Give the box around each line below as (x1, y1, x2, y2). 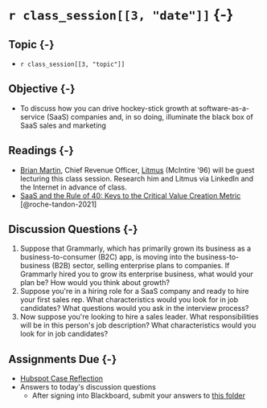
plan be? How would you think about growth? (19, 278, 170, 288)
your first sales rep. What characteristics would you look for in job (19, 295, 239, 304)
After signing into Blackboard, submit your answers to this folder (31, 391, 245, 401)
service (19, 112, 46, 121)
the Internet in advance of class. (19, 182, 127, 192)
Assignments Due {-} (8, 352, 117, 366)
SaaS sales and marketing (19, 120, 107, 130)
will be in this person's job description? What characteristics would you (19, 320, 257, 330)
